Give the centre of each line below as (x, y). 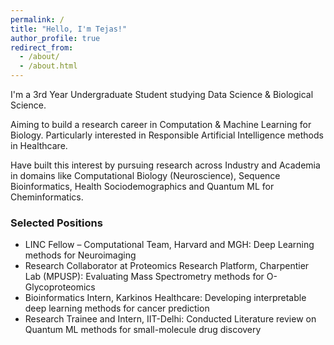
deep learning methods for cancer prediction (117, 308)
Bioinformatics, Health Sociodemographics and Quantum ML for (142, 186)
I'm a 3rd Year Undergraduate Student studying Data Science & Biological (162, 94)
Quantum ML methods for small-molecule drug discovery (143, 330)
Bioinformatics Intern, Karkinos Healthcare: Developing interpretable (165, 298)
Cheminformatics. (47, 197)
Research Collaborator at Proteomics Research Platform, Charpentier (167, 266)
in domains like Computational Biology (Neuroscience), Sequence (145, 175)
